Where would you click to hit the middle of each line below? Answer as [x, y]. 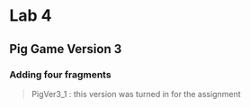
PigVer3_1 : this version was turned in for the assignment [136, 94]
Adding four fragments [60, 75]
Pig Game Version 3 [66, 49]
